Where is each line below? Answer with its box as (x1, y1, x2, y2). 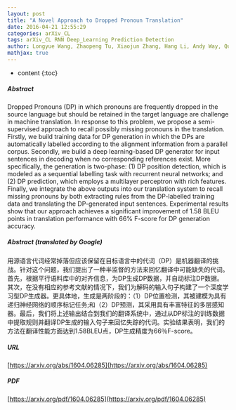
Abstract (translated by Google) (7, 238, 103, 246)
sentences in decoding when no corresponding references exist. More (7, 154, 211, 163)
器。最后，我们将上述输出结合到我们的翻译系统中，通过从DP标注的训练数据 (7, 309, 225, 317)
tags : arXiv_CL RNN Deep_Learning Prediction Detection (7, 37, 174, 44)
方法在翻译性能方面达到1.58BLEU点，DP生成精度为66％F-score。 (7, 326, 197, 335)
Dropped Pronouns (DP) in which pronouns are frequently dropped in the (7, 102, 218, 111)
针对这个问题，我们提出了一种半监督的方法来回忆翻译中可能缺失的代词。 (19, 265, 229, 274)
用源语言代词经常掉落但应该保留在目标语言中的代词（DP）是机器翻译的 (7, 256, 213, 265)
